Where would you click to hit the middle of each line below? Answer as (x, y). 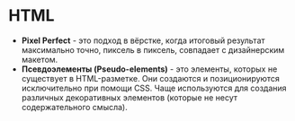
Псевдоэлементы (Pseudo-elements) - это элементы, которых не (149, 69)
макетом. (40, 59)
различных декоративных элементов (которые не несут (130, 97)
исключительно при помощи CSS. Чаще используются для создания (154, 88)
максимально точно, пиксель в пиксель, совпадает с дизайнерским (153, 49)
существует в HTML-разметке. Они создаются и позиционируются (150, 78)
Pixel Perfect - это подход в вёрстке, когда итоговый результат (143, 40)
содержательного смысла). (74, 107)
